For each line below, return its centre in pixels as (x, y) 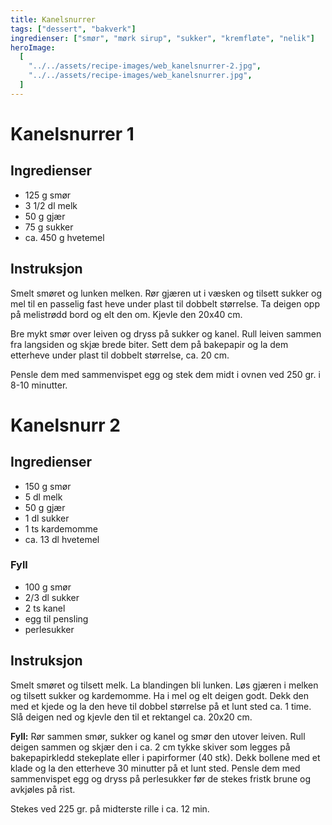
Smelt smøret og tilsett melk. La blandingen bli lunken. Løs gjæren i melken (164, 685)
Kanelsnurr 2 (65, 425)
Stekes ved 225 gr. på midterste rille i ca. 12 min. (110, 808)
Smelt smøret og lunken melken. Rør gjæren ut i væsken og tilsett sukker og (166, 293)
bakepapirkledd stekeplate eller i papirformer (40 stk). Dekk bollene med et (165, 757)
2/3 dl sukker (52, 597)
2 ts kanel (45, 608)
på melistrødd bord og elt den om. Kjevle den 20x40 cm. (126, 314)
